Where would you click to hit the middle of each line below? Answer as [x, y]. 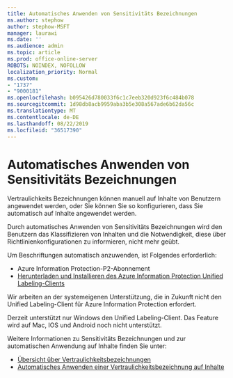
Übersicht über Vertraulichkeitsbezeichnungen [84, 360]
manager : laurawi [32, 33]
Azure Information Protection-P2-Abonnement [84, 269]
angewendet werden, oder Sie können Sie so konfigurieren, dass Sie [105, 206]
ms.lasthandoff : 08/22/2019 [48, 124]
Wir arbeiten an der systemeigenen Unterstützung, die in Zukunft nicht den [115, 297]
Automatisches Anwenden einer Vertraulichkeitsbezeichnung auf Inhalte [121, 367]
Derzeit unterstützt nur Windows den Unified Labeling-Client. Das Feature [113, 318]
